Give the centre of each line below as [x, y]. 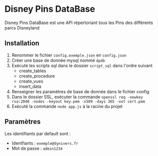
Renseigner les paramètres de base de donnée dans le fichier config [80, 91]
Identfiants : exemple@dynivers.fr [45, 143]
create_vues [31, 81]
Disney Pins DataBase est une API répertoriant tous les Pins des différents [79, 23]
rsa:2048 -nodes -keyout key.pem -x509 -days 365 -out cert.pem [78, 102]
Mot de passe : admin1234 [37, 148]
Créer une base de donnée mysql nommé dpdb [58, 60]
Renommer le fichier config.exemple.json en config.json [69, 55]
